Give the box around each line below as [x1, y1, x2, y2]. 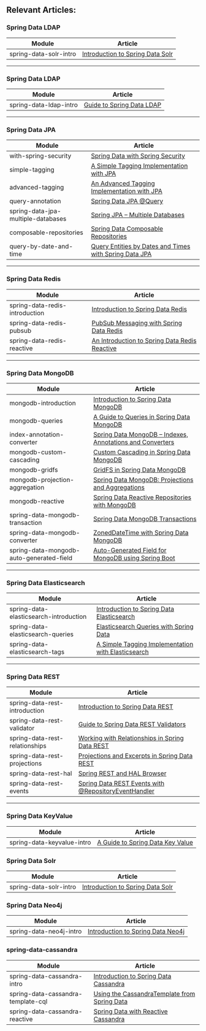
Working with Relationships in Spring [78, 734, 184, 743]
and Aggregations [93, 483, 145, 491]
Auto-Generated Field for [93, 546, 167, 554]
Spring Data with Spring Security [91, 151, 185, 160]
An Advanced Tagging [91, 179, 155, 188]
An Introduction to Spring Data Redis [91, 336, 197, 345]
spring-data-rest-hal [9, 769, 72, 778]
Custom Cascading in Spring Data [93, 448, 191, 456]
